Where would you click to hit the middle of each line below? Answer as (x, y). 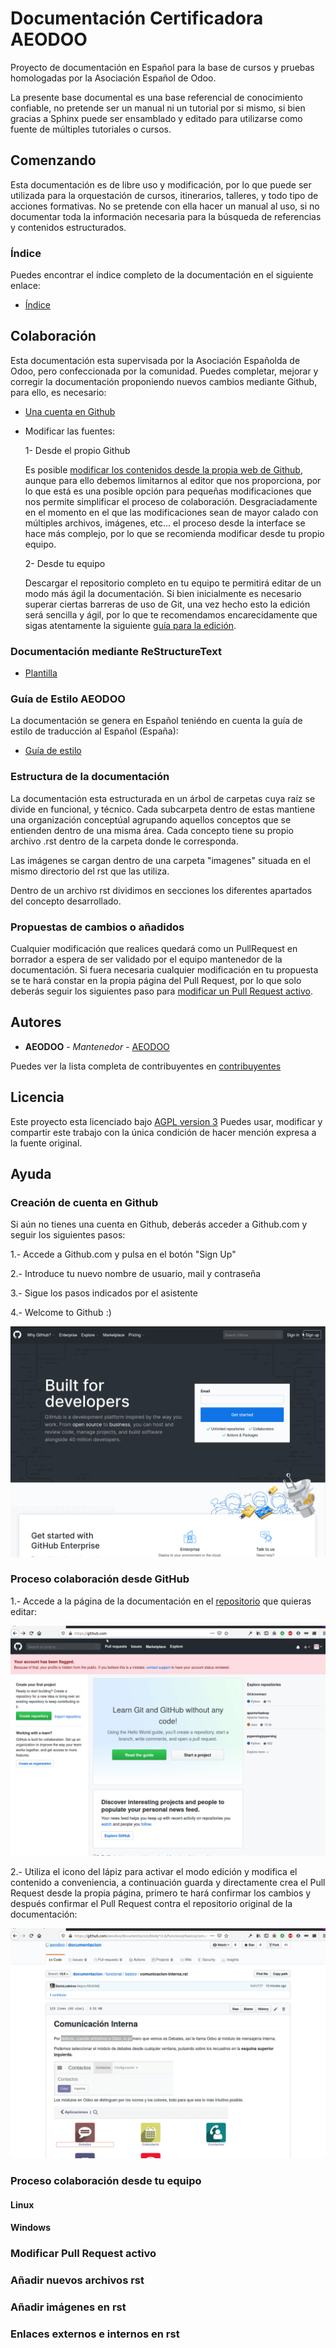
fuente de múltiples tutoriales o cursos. (91, 129)
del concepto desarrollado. (66, 901)
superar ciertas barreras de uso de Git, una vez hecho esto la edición (167, 604)
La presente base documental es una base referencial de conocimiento (156, 97)
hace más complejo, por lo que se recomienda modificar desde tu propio (174, 533)
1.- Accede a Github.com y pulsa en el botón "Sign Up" (123, 1254)
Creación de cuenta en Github (84, 1202)
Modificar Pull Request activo (83, 2254)
